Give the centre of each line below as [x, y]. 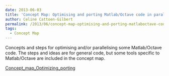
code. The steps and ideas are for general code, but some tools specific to [82, 53]
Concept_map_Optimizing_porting [40, 68]
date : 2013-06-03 [23, 10]
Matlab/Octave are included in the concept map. [55, 58]
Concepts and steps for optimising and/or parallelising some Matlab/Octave [83, 48]
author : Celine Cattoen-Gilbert [39, 19]
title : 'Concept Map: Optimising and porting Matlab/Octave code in [78, 15]
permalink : [17, 24]
